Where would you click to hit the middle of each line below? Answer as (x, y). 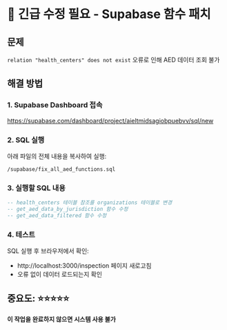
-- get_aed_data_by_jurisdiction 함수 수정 (68, 209)
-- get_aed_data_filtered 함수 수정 (57, 216)
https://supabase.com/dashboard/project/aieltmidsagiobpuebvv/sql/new (110, 120)
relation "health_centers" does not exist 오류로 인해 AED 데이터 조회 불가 (113, 60)
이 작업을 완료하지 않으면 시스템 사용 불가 (61, 320)
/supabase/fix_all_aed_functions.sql (61, 169)
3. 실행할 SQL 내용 (36, 187)
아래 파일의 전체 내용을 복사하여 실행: (57, 156)
